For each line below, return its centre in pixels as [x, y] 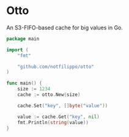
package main [23, 39]
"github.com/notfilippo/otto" [56, 67]
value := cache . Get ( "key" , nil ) [58, 117]
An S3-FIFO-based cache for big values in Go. [65, 28]
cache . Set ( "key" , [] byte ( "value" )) [63, 106]
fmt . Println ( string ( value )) [53, 122]
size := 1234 [34, 89]
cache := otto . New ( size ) [49, 95]
